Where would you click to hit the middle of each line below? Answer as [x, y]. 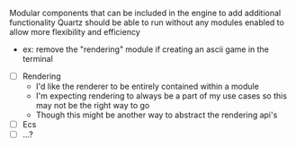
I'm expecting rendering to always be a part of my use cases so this [161, 96]
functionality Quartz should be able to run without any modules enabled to [147, 22]
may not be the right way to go [93, 106]
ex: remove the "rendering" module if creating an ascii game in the [146, 49]
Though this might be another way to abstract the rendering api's [157, 115]
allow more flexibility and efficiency [75, 32]
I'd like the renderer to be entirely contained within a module [147, 86]
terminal [38, 59]
